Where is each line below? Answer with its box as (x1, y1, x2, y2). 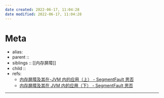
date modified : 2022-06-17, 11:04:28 (5, 12, 82, 17)
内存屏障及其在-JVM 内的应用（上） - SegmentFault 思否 (19, 76, 134, 82)
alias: (12, 49, 23, 55)
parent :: (12, 54, 29, 60)
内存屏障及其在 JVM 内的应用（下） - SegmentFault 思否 (19, 83, 133, 89)
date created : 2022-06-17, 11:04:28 (5, 7, 80, 12)
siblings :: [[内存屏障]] (12, 60, 56, 66)
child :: (12, 66, 26, 72)
